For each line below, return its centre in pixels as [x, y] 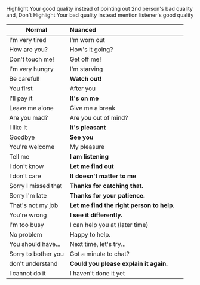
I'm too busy [27, 225]
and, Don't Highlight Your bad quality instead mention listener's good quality [100, 15]
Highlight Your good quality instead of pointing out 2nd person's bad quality [99, 9]
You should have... [35, 244]
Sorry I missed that [36, 186]
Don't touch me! [32, 59]
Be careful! [24, 79]
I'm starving [86, 69]
